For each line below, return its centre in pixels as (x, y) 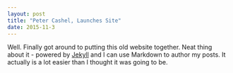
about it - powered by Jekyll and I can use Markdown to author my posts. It (116, 55)
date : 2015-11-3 (31, 27)
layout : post (26, 14)
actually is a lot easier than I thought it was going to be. (88, 62)
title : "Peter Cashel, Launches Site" (64, 21)
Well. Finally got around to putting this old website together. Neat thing (110, 47)
